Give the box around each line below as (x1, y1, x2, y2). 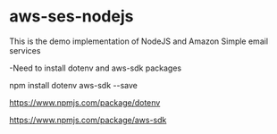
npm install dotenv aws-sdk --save (9, 80, 138, 90)
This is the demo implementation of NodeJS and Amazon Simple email (9, 36, 269, 46)
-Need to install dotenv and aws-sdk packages (9, 63, 181, 73)
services (9, 45, 41, 55)
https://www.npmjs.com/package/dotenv (9, 96, 161, 108)
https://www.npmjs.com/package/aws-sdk (9, 114, 167, 125)
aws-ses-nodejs (9, 6, 134, 27)
